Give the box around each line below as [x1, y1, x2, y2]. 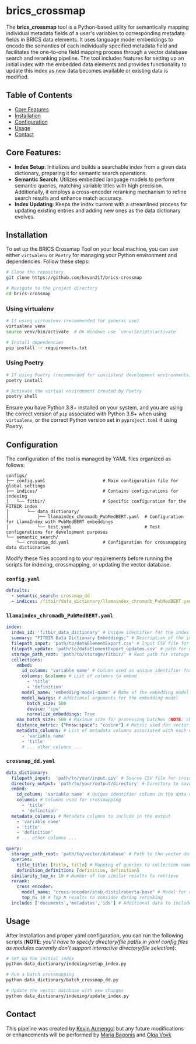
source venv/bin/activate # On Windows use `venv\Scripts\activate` [6, 329, 179, 335]
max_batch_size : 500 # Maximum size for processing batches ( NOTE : [16, 717, 184, 723]
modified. [6, 73, 29, 80]
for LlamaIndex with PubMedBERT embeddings [6, 519, 114, 525]
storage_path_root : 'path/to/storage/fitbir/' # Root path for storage [11, 651, 190, 657]
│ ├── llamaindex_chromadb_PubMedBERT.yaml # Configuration [6, 514, 184, 520]
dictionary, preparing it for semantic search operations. [14, 169, 148, 176]
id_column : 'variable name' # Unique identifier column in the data [16, 791, 187, 797]
